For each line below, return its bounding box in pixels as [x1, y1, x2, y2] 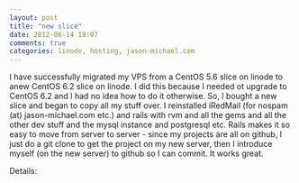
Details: [9, 166, 38, 177]
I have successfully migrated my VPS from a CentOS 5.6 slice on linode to [9, 71, 284, 82]
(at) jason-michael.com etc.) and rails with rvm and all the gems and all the [9, 110, 286, 121]
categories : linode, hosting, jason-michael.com [9, 47, 195, 56]
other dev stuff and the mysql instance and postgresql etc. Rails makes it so [9, 119, 291, 131]
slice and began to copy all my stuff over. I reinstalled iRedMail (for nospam [9, 100, 288, 111]
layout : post [9, 13, 59, 23]
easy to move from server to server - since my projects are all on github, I [9, 129, 283, 140]
